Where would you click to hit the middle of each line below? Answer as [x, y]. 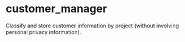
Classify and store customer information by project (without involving [92, 26]
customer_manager [56, 9]
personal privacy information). [44, 32]
